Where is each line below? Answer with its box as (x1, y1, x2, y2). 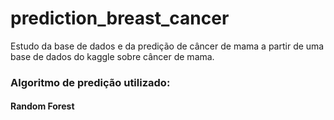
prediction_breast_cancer (10, 7, 230, 30)
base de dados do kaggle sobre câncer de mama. (10, 50, 215, 62)
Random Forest (10, 100, 75, 112)
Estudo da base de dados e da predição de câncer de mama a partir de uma (10, 40, 325, 52)
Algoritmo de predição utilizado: (10, 75, 171, 89)
